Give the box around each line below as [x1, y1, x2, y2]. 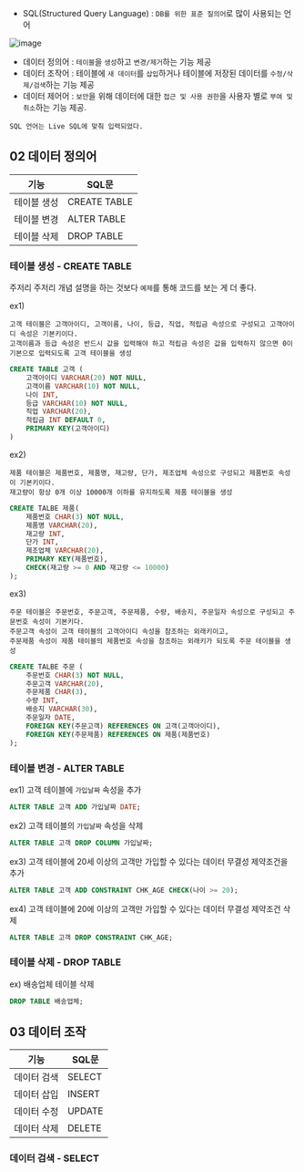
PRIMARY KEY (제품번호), [25, 555, 108, 564]
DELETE [66, 1122, 102, 1135]
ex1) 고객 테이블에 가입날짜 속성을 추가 [9, 783, 142, 795]
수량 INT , [25, 696, 59, 705]
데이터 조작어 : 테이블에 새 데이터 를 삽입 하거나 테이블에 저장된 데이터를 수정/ [22, 67, 288, 78]
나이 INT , [25, 390, 59, 399]
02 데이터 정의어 [9, 149, 97, 164]
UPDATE [66, 1105, 104, 1117]
